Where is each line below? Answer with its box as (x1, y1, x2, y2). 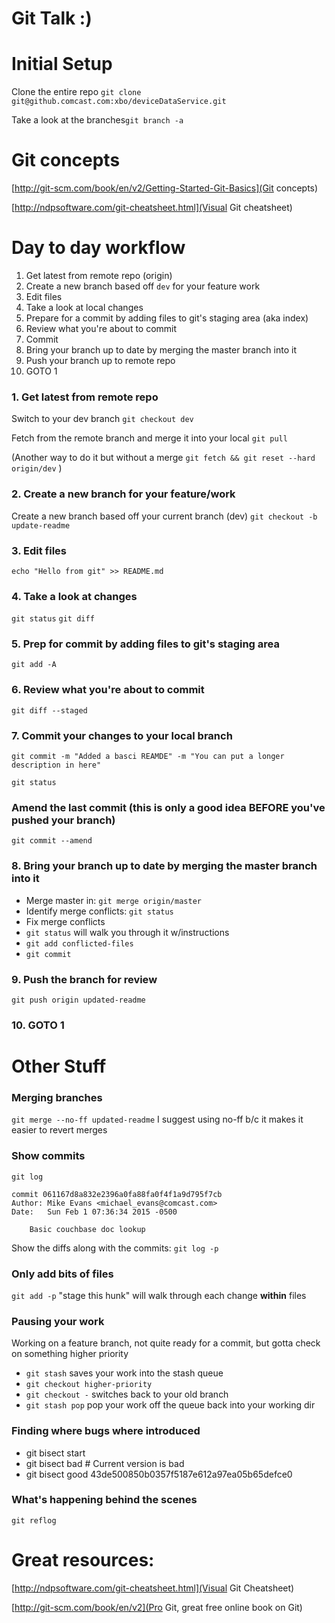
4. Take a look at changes (11, 589, 138, 603)
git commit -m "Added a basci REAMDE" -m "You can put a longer (11, 752, 285, 762)
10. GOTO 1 (11, 1018, 65, 1032)
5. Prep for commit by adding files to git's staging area (11, 637, 280, 651)
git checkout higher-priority (25, 1380, 153, 1390)
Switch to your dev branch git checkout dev (11, 413, 194, 425)
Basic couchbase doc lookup (29, 1224, 146, 1234)
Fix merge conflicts (25, 915, 106, 927)
